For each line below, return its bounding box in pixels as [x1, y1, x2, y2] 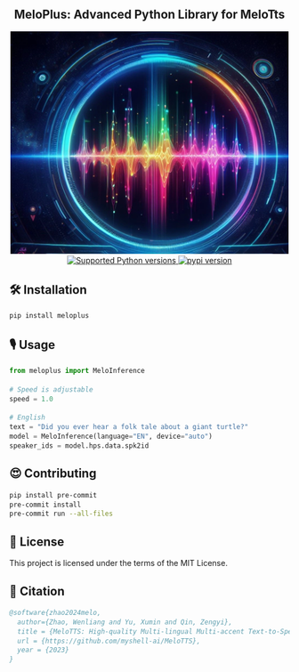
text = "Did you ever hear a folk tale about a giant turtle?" [9, 423, 249, 432]
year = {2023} [17, 645, 69, 655]
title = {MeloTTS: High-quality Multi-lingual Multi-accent [17, 627, 245, 636]
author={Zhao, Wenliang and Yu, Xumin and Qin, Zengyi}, [17, 618, 233, 627]
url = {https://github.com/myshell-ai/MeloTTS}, [17, 636, 201, 645]
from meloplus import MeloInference [9, 366, 145, 375]
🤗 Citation [9, 583, 65, 599]
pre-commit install [9, 500, 82, 509]
